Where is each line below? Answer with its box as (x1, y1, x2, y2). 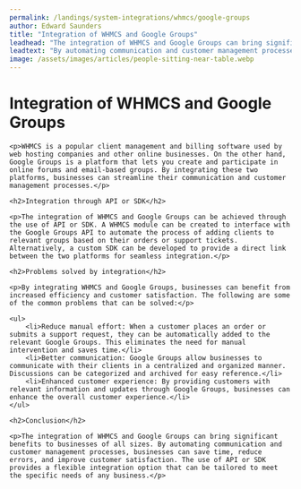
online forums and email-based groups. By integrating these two (9, 165, 258, 175)
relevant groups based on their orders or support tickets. (9, 236, 239, 244)
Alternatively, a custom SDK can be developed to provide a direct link (9, 244, 287, 253)
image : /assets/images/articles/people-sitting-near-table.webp (9, 55, 254, 64)
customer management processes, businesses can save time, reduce (9, 447, 262, 457)
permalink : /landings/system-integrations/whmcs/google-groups (9, 13, 251, 22)
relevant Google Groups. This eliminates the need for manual (9, 338, 246, 347)
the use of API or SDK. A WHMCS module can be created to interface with (9, 220, 291, 229)
